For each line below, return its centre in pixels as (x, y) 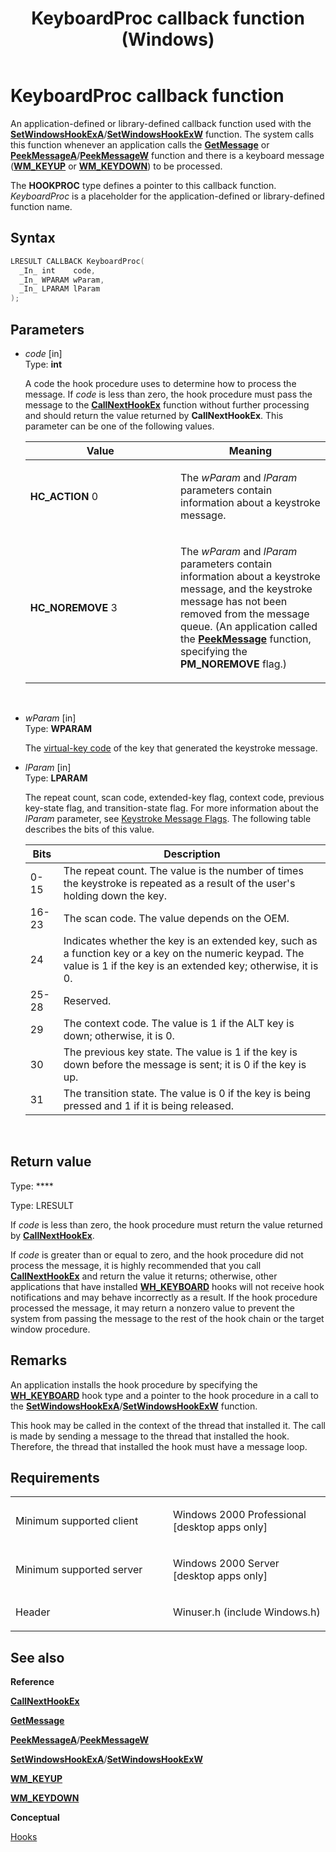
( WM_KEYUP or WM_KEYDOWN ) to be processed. (116, 166)
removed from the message (244, 614)
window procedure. (50, 1329)
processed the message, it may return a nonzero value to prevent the (152, 1308)
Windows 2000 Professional (240, 1515)
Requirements (55, 1477)
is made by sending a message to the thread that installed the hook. (150, 1436)
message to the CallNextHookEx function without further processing (167, 404)
